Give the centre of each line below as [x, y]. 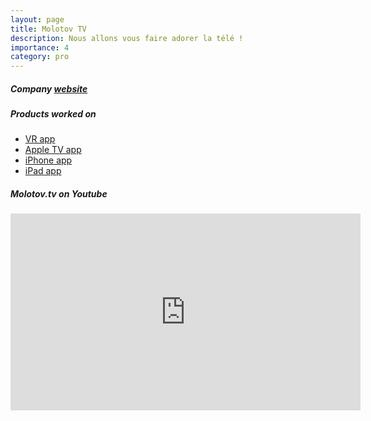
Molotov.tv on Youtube [59, 194]
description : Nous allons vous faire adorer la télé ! [127, 38]
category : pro [40, 57]
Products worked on [53, 114]
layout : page [37, 19]
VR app [40, 139]
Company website [49, 88]
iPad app [43, 171]
